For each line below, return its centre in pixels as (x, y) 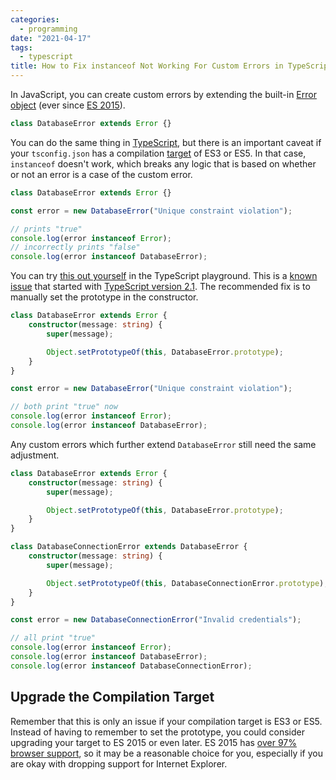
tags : (21, 47)
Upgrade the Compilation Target (112, 697)
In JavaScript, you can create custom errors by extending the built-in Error (163, 94)
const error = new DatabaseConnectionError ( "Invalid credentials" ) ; (156, 620)
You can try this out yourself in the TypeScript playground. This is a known (164, 276)
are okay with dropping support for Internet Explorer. (119, 763)
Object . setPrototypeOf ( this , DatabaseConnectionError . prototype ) (185, 583)
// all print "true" (53, 638)
